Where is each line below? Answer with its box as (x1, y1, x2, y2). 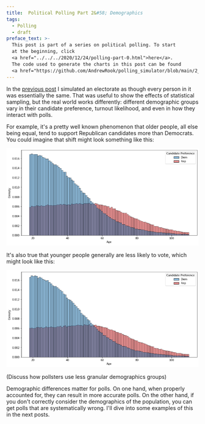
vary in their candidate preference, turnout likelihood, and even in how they (6, 104, 195, 112)
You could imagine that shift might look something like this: (6, 136, 154, 143)
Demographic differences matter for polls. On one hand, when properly (6, 384, 185, 392)
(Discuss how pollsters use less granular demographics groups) (6, 373, 167, 380)
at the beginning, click (12, 49, 75, 55)
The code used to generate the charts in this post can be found (12, 61, 182, 67)
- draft (12, 29, 32, 35)
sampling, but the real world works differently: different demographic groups (6, 98, 199, 105)
